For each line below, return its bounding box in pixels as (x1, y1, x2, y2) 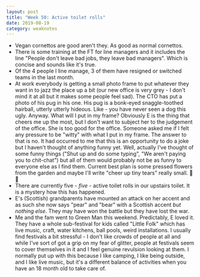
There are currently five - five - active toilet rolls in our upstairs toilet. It (14, 182, 190, 189)
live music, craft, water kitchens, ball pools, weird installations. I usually (14, 227, 191, 234)
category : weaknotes (6, 25, 58, 32)
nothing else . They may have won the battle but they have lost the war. (14, 207, 190, 215)
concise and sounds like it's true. (14, 61, 97, 68)
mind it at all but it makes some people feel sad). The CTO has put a (14, 93, 183, 100)
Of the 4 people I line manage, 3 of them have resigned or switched (14, 67, 182, 75)
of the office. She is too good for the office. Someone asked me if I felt (14, 125, 189, 132)
